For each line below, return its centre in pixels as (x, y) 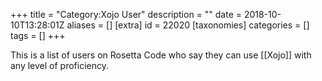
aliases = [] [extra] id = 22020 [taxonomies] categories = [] (188, 25)
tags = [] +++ (38, 35)
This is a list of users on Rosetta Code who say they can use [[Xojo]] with (161, 55)
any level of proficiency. (60, 65)
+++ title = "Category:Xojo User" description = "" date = (126, 14)
